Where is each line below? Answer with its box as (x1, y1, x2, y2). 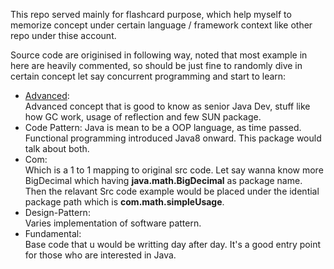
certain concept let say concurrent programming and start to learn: (10, 70, 287, 82)
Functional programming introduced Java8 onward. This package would (24, 132, 322, 144)
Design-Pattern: (24, 207, 91, 218)
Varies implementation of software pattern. (24, 217, 202, 229)
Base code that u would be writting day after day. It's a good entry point (24, 239, 322, 250)
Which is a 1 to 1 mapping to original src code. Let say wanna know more (24, 164, 324, 176)
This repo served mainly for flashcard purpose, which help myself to (10, 9, 292, 20)
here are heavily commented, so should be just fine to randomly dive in (10, 60, 303, 71)
